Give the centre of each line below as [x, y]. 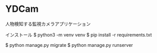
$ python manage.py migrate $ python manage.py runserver [69, 45]
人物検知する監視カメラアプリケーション [48, 24]
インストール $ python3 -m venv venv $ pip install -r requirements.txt [79, 34]
